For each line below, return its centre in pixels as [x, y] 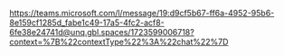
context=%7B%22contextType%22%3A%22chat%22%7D [119, 42]
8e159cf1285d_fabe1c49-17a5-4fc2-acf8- [87, 23]
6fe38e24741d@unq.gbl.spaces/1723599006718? [102, 32]
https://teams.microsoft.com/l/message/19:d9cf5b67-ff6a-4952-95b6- [142, 13]
